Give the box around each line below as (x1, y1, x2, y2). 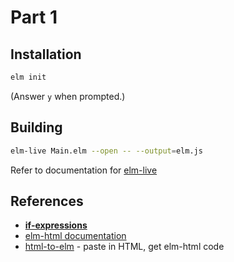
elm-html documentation (24, 230, 127, 242)
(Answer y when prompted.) (10, 90, 126, 102)
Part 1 (10, 6, 58, 29)
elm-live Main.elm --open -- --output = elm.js (10, 146, 203, 156)
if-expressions (24, 219, 88, 231)
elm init (10, 72, 47, 82)
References (10, 192, 84, 210)
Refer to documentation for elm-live (10, 164, 158, 176)
